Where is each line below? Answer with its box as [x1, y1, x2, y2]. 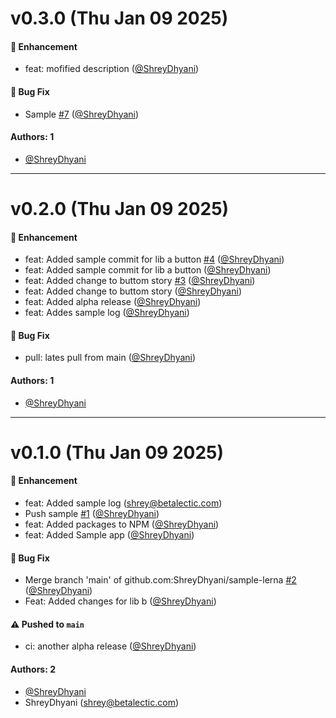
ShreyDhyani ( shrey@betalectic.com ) [24, 696, 180, 708]
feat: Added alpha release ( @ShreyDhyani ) [24, 296, 202, 308]
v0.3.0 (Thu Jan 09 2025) [10, 7, 229, 30]
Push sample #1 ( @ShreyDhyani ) [24, 507, 160, 519]
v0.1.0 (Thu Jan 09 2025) [10, 441, 225, 464]
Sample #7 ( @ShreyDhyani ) [24, 108, 140, 120]
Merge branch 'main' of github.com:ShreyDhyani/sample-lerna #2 [24, 574, 297, 586]
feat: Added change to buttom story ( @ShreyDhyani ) [24, 285, 242, 297]
